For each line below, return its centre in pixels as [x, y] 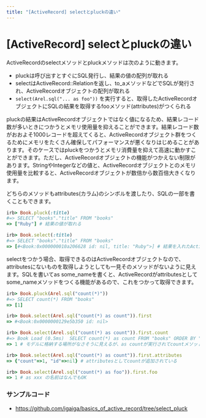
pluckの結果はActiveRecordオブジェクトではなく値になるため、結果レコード [103, 119]
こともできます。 [33, 201]
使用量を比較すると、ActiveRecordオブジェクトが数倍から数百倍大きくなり [101, 173]
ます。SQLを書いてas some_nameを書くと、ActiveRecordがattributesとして [102, 274]
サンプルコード [28, 395]
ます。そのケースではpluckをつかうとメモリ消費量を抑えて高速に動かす [101, 150]
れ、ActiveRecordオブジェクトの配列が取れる [73, 91]
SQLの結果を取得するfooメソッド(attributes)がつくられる [119, 106]
